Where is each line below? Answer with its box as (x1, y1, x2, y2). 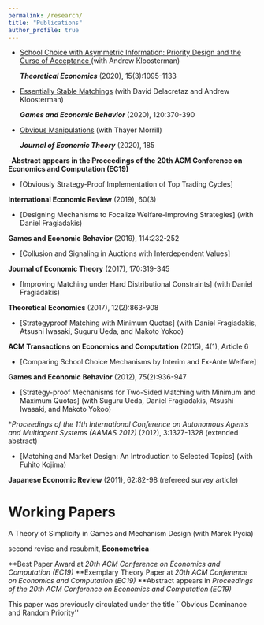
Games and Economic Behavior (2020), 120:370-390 (19, 110, 195, 120)
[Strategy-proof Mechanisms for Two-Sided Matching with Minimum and (19, 387, 256, 398)
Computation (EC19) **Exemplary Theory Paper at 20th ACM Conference (8, 568, 248, 577)
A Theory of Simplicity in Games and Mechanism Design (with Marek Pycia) (8, 529, 254, 538)
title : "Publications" (8, 19, 83, 27)
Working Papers (8, 503, 116, 520)
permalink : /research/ (8, 11, 83, 20)
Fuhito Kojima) (19, 460, 67, 469)
